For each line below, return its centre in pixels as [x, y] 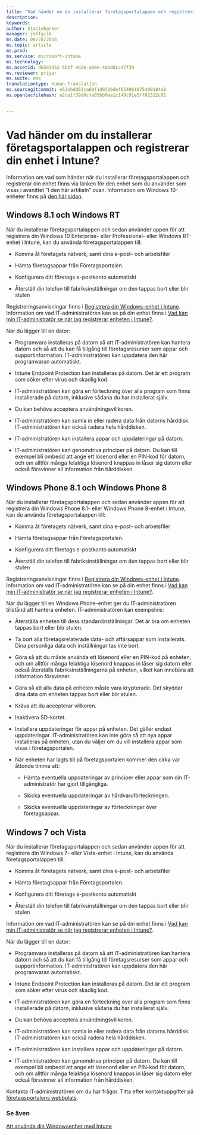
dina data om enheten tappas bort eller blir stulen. [76, 694]
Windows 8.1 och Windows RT [63, 215]
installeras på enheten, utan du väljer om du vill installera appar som [98, 742]
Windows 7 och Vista [46, 832]
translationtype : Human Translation [51, 84]
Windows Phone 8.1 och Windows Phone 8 [87, 488]
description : [22, 17]
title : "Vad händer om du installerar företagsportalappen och [86, 12]
